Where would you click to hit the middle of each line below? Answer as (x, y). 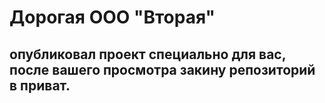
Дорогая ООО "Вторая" (112, 17)
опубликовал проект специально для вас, (148, 54)
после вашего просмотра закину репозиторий (162, 69)
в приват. (40, 85)
